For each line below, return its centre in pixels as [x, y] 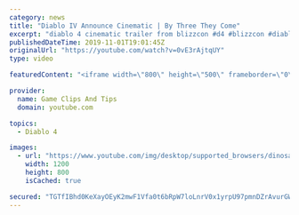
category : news [37, 17]
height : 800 [47, 172]
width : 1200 [47, 164]
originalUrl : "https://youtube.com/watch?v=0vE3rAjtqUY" [117, 51]
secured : [25, 196]
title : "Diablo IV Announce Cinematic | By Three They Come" [125, 26]
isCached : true [53, 180]
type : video [31, 59]
